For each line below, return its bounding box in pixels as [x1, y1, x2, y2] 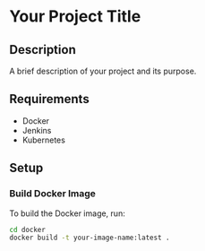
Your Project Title [9, 6, 141, 27]
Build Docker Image [9, 187, 97, 200]
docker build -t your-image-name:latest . [9, 233, 170, 243]
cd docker [9, 225, 47, 234]
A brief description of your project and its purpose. [9, 65, 197, 76]
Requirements [9, 91, 90, 107]
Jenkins [21, 125, 52, 135]
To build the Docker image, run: [9, 208, 125, 219]
